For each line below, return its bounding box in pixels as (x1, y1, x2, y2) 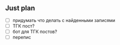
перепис (12, 34, 31, 40)
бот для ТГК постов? (12, 28, 57, 34)
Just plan (5, 4, 35, 12)
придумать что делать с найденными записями (12, 17, 115, 23)
